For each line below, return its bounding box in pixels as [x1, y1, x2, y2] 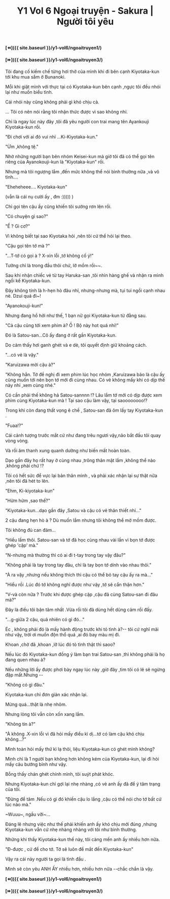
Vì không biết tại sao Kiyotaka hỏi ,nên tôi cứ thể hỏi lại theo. [5, 233, 132, 239]
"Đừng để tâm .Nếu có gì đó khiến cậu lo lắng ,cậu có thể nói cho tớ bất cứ [5, 796, 162, 802]
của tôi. [5, 786, 21, 793]
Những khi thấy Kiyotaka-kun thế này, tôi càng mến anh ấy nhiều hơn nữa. [5, 837, 160, 843]
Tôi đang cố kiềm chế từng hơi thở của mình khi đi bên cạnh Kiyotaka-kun [5, 68, 160, 75]
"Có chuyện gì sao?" [5, 213, 48, 220]
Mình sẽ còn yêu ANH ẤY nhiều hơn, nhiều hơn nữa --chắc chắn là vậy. [5, 866, 154, 872]
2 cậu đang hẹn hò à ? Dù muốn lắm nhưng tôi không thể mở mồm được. [5, 517, 156, 523]
